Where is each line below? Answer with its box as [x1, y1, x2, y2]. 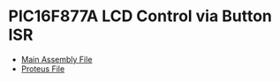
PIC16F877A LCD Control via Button [8, 6, 273, 26]
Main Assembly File [20, 54, 93, 64]
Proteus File [20, 63, 65, 74]
